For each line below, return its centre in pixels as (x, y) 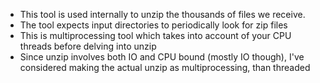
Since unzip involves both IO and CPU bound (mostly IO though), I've (162, 57)
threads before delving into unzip (88, 46)
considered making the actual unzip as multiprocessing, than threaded (165, 67)
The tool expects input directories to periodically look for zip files (153, 25)
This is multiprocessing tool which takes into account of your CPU (155, 35)
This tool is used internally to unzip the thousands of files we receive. (162, 14)
